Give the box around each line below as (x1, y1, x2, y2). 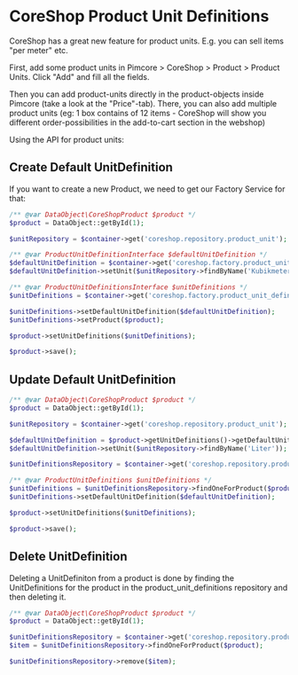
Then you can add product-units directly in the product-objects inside (9, 89, 264, 99)
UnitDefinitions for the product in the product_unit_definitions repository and (9, 582, 288, 593)
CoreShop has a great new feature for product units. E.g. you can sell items (9, 35, 284, 46)
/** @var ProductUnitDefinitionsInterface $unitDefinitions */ (9, 283, 248, 292)
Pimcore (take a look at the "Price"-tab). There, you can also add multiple (9, 98, 278, 108)
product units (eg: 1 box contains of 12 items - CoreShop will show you (9, 107, 267, 118)
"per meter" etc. (9, 44, 68, 55)
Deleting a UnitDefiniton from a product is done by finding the (9, 572, 235, 583)
